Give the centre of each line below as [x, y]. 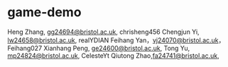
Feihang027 [25, 48]
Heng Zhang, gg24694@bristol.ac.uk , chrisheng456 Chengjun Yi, [104, 32]
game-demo [44, 12]
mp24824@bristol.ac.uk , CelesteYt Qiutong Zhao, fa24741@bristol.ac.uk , [113, 55]
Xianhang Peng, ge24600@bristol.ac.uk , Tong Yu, [117, 48]
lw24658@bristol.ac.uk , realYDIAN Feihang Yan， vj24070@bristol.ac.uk [113, 40]
